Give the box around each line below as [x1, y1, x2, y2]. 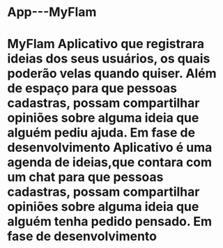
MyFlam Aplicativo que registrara [7, 36, 204, 52]
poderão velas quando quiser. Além [7, 65, 217, 82]
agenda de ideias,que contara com [7, 155, 213, 171]
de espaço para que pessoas [7, 81, 178, 96]
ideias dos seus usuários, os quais [7, 51, 210, 67]
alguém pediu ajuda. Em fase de [7, 125, 196, 141]
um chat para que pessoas [7, 169, 164, 185]
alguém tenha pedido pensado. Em [7, 214, 213, 230]
